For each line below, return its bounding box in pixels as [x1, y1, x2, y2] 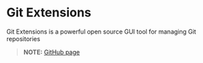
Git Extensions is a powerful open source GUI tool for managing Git [6, 27, 197, 36]
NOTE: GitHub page [23, 48, 81, 56]
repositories [6, 34, 41, 42]
